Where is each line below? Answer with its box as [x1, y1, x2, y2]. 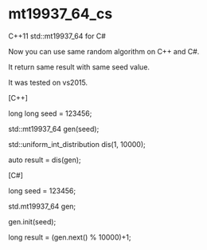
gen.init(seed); [8, 216, 57, 226]
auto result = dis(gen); [8, 155, 81, 165]
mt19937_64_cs [8, 5, 113, 23]
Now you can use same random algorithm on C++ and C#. [8, 46, 200, 56]
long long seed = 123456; [8, 109, 92, 118]
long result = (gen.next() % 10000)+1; [8, 232, 131, 242]
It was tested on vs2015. [8, 77, 88, 87]
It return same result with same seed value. [8, 62, 150, 72]
